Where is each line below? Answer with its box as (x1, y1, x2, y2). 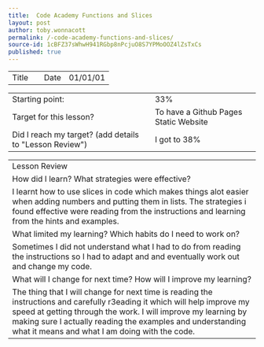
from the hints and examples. (12, 216, 119, 227)
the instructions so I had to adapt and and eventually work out (12, 251, 240, 262)
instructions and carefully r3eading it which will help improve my (12, 297, 250, 307)
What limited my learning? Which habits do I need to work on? (12, 229, 240, 239)
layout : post (8, 19, 51, 27)
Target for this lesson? (12, 112, 94, 122)
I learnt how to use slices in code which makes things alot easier (12, 186, 249, 197)
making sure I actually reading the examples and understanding (12, 316, 246, 327)
